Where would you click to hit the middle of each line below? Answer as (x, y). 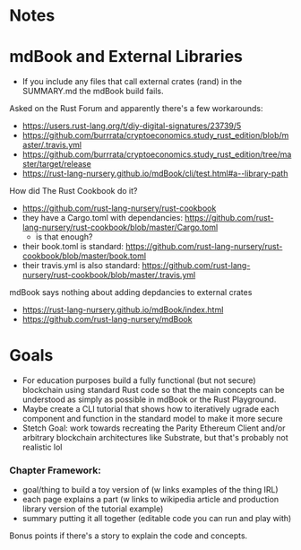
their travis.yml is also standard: (81, 266)
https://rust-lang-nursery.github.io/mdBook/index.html (123, 310)
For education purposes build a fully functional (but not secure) (139, 380)
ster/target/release (56, 164)
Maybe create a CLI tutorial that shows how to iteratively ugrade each (150, 409)
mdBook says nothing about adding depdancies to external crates (131, 292)
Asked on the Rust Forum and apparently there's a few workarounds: (136, 109)
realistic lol (42, 447)
